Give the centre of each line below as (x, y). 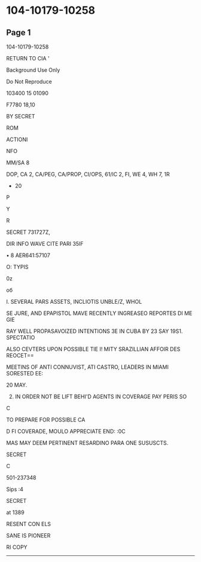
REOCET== (20, 355)
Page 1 (19, 33)
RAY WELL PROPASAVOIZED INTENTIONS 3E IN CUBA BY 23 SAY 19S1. (95, 331)
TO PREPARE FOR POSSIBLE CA (46, 420)
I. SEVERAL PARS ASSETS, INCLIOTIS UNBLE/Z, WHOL (74, 302)
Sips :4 (15, 489)
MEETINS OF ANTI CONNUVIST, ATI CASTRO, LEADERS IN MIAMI (87, 367)
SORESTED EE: (25, 373)
